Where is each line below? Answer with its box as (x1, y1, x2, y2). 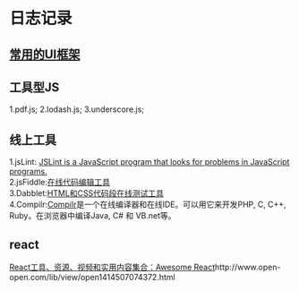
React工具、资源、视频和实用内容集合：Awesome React (9, 261, 216, 273)
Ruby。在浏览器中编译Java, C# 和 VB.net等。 (9, 210, 176, 221)
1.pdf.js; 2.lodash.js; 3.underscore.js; (9, 104, 145, 115)
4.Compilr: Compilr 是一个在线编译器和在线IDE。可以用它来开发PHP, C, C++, (9, 199, 286, 210)
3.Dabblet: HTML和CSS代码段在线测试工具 (9, 188, 164, 199)
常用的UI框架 (9, 47, 81, 62)
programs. (9, 167, 47, 177)
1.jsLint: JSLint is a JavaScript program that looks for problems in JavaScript (9, 157, 290, 167)
